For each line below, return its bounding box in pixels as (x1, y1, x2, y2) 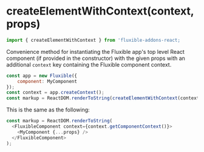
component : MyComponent (17, 78, 78, 84)
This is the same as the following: (6, 106, 90, 113)
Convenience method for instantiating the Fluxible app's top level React (6, 48, 185, 55)
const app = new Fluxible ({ (6, 73, 78, 79)
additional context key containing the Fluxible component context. (6, 61, 172, 68)
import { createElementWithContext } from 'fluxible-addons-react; (6, 37, 181, 43)
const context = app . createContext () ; (6, 90, 104, 96)
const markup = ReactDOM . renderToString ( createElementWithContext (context (6, 95, 200, 101)
